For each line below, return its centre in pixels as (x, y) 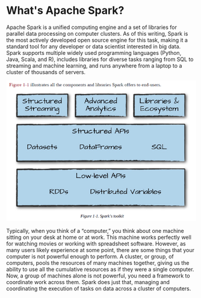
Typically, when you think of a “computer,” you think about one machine (95, 230)
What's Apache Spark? (65, 11)
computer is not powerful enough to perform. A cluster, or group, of (90, 256)
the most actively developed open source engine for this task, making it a (97, 40)
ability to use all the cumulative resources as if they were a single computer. (100, 269)
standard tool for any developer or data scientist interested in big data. (94, 46)
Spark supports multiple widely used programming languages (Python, (94, 52)
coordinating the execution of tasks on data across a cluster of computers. (99, 288)
